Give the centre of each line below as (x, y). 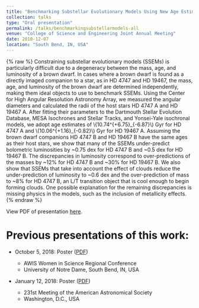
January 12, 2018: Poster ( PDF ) (52, 281)
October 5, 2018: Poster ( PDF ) (51, 252)
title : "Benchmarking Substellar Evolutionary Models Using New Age (92, 12)
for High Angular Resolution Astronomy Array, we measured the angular (94, 99)
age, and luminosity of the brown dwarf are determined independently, (92, 86)
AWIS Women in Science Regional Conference (80, 263)
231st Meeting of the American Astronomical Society (88, 292)
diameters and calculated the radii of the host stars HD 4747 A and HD (92, 105)
